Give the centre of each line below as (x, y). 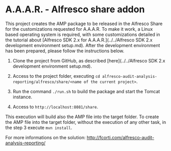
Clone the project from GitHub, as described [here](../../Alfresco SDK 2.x (89, 60)
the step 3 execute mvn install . (39, 127)
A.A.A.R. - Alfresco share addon (75, 9)
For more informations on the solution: (45, 137)
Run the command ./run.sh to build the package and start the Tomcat (86, 91)
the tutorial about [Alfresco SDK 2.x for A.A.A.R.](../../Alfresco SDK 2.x (79, 40)
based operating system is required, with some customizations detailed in (83, 34)
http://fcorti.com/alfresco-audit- (120, 137)
